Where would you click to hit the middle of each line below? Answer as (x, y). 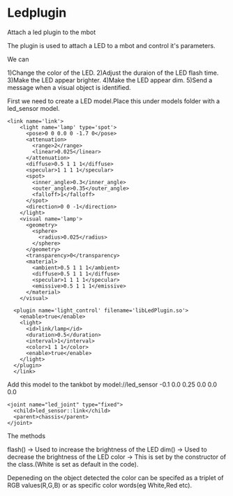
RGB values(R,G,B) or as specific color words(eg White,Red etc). (100, 485)
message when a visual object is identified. (69, 87)
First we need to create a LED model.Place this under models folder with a (114, 101)
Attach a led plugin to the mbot (52, 32)
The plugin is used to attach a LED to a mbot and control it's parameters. (111, 45)
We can (18, 59)
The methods (27, 436)
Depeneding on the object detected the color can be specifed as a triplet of (116, 478)
